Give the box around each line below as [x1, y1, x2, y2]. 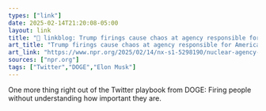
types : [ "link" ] [8, 11, 62, 20]
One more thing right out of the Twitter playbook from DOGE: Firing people [8, 85, 252, 94]
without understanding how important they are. [8, 93, 162, 103]
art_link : [8, 48, 41, 56]
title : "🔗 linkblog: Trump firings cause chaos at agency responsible [8, 33, 246, 42]
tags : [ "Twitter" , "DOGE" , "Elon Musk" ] [8, 63, 136, 71]
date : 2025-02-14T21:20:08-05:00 [8, 19, 119, 27]
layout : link [8, 26, 51, 34]
